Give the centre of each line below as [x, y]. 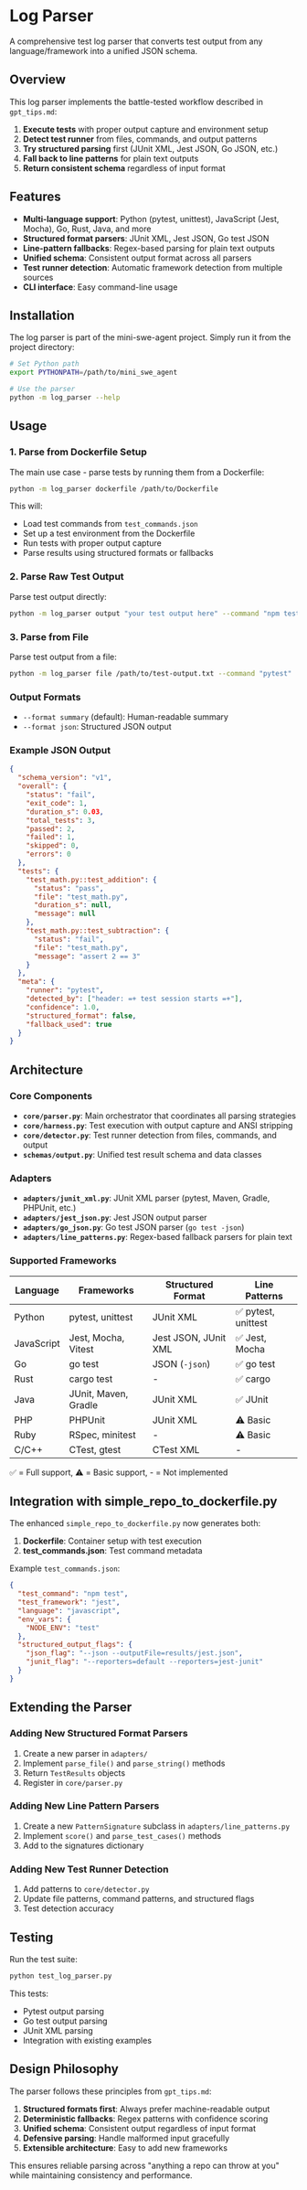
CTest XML [176, 1449]
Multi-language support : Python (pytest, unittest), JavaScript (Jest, [151, 219]
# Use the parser [42, 390]
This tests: [29, 1993]
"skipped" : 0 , [53, 846]
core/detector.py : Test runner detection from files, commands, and [149, 1135]
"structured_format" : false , [81, 1016]
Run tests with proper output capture [92, 543]
